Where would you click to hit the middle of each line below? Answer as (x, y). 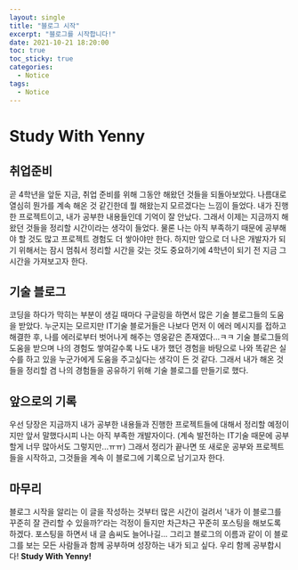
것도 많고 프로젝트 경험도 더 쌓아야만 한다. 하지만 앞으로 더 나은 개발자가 (153, 239)
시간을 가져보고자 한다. (48, 261)
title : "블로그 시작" (44, 26)
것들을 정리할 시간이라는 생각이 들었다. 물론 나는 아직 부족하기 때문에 (144, 227)
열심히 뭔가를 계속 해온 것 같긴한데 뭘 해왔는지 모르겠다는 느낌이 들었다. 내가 (141, 205)
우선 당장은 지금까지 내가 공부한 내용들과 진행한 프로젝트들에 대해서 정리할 (137, 425)
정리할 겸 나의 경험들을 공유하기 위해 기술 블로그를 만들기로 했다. (137, 370)
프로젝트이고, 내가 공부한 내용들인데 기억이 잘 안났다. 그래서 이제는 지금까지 (149, 216)
